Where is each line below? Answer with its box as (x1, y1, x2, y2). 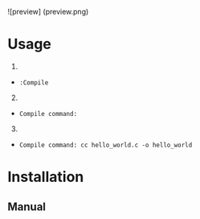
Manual (7, 200, 46, 213)
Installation (7, 168, 84, 186)
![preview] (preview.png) (7, 7, 89, 16)
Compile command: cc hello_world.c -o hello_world (18, 141, 193, 149)
